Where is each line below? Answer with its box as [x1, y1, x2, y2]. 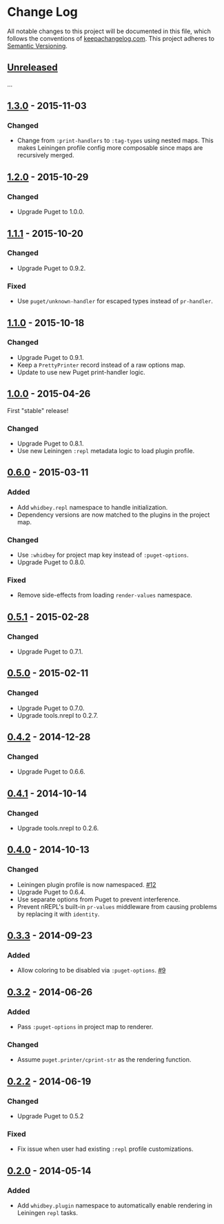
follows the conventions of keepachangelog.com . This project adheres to [7, 34, 215, 42]
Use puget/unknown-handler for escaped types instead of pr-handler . [17, 297, 214, 305]
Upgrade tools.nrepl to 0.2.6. [17, 823, 99, 832]
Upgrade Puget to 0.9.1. [17, 353, 84, 361]
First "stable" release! [7, 406, 69, 414]
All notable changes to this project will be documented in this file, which [7, 27, 212, 35]
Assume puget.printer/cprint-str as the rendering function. [17, 1055, 192, 1064]
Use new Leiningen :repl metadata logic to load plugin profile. [17, 446, 195, 455]
